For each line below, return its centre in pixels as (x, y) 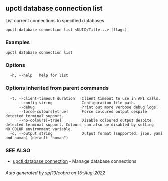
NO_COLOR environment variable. (39, 129)
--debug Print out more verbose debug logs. (88, 107)
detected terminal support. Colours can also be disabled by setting (80, 125)
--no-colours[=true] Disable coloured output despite (85, 120)
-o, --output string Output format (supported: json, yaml (87, 133)
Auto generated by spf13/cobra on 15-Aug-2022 (55, 173)
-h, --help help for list (39, 75)
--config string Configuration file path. (77, 103)
